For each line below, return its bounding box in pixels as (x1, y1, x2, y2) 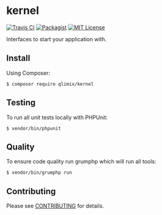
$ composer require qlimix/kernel (6, 81, 94, 87)
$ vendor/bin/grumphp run (6, 169, 72, 176)
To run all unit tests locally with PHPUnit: (6, 114, 108, 121)
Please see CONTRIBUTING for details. (6, 202, 105, 210)
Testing (6, 98, 36, 108)
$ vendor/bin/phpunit (6, 125, 62, 131)
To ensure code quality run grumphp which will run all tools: (6, 158, 157, 165)
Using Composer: (6, 69, 51, 77)
